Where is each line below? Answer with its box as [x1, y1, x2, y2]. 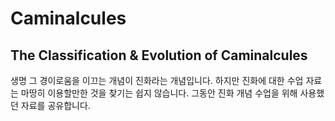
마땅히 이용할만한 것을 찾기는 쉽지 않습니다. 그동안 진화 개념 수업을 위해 [20, 87, 298, 99]
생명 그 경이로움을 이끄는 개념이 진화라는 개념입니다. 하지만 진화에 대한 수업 [10, 75, 304, 86]
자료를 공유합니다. [20, 100, 91, 111]
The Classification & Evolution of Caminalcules [10, 47, 308, 64]
